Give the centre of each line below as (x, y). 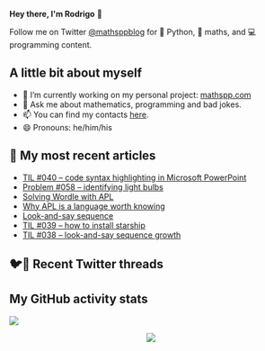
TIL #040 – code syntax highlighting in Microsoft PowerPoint (134, 177)
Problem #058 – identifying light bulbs (93, 187)
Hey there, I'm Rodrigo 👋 (56, 14)
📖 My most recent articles (83, 156)
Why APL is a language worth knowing (94, 206)
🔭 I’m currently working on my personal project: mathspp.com (137, 94)
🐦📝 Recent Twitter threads (87, 264)
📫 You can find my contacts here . (85, 114)
